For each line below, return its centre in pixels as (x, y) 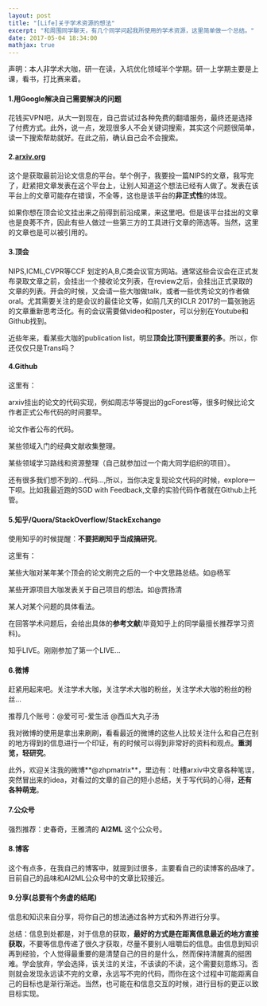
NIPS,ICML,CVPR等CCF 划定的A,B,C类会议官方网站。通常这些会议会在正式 (130, 271)
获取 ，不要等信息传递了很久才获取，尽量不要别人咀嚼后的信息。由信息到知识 (133, 943)
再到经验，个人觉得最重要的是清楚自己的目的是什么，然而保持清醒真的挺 (126, 953)
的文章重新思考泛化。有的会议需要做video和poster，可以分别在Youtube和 (128, 311)
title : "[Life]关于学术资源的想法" (62, 23)
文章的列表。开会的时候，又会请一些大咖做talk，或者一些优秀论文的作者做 (129, 291)
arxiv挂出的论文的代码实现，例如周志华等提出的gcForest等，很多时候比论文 (132, 402)
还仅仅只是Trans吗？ (42, 348)
